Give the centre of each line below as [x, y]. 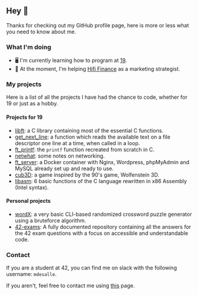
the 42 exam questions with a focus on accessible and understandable [101, 233]
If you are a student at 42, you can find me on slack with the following [92, 268]
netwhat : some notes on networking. [60, 156]
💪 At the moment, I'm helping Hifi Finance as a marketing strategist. [97, 69]
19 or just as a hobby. [32, 103]
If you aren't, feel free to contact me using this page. [70, 285]
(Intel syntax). [32, 187]
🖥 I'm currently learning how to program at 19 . [71, 61]
